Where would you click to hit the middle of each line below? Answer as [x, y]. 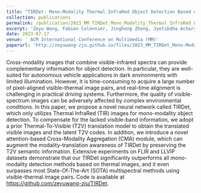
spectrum [18, 100]
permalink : [20, 23]
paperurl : [19, 46]
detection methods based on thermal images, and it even [99, 164]
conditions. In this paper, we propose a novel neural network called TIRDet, [99, 107]
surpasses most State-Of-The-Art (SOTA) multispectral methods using [93, 170]
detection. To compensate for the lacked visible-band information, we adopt [100, 119]
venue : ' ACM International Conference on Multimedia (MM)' [83, 40]
